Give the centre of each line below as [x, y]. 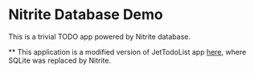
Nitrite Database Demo [86, 15]
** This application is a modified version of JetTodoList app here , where [127, 52]
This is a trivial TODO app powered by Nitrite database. [100, 36]
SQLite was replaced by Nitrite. [59, 60]
